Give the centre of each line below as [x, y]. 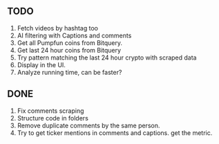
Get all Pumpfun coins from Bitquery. [70, 43]
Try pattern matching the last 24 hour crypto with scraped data [107, 57]
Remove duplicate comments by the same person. [88, 125]
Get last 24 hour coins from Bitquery [69, 50]
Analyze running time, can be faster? [69, 72]
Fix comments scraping [50, 111]
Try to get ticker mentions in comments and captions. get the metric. [115, 133]
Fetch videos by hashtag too [58, 28]
